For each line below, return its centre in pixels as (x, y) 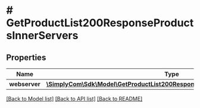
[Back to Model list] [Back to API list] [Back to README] (74, 99)
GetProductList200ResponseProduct (100, 23)
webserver (25, 84)
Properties (26, 57)
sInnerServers (42, 36)
